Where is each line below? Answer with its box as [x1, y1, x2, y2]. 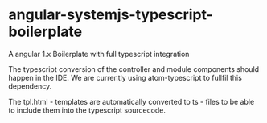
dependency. [8, 81, 52, 91]
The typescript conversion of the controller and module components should [8, 64, 260, 73]
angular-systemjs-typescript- [8, 6, 213, 24]
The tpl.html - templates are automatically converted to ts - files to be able [8, 97, 255, 106]
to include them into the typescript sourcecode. [8, 105, 166, 115]
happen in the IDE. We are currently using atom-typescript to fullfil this [8, 73, 243, 82]
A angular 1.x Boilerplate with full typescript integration [8, 49, 190, 58]
